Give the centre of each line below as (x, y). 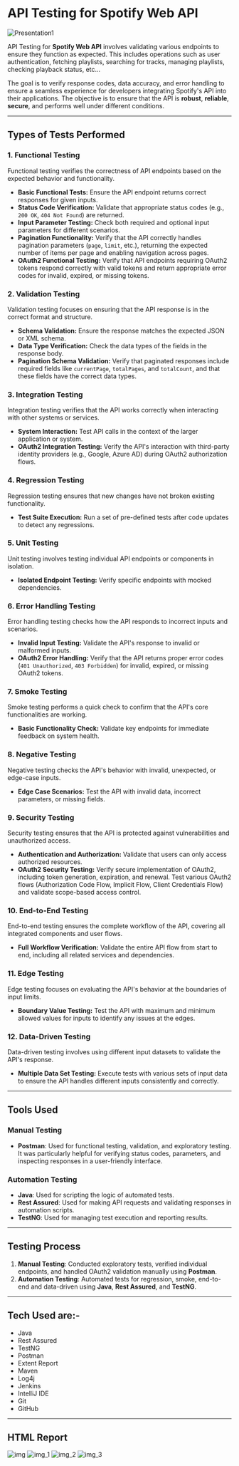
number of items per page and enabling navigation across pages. (113, 253)
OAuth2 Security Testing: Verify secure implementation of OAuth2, (117, 869)
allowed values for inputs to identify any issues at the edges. (106, 1018)
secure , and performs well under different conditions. (86, 105)
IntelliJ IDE (33, 1393)
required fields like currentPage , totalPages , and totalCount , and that (119, 368)
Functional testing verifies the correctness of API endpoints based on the (115, 171)
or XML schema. (42, 338)
